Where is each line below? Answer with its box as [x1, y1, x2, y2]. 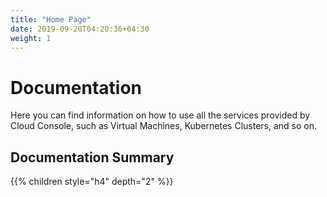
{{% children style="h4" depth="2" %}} [10, 176, 174, 188]
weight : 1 [10, 33, 52, 43]
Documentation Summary [10, 149, 175, 166]
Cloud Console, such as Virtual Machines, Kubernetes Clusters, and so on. [10, 120, 318, 132]
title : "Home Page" [10, 14, 92, 25]
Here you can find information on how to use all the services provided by [10, 109, 311, 121]
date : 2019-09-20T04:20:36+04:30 [10, 24, 150, 34]
